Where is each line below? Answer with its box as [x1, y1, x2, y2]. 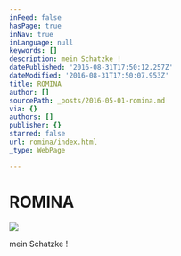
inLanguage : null [9, 37, 74, 47]
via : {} [9, 104, 38, 113]
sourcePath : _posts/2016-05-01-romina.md [9, 95, 166, 105]
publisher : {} [9, 121, 62, 130]
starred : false [9, 129, 66, 138]
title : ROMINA [9, 79, 62, 88]
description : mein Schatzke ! [9, 54, 122, 63]
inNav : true [9, 29, 53, 38]
